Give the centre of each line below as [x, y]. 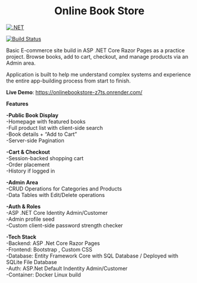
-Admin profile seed [30, 219]
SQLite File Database [32, 262]
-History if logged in [30, 171]
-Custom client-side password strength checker [64, 225]
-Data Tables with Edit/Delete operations [56, 195]
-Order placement [28, 164]
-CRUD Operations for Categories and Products [64, 189]
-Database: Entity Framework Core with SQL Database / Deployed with [92, 256]
